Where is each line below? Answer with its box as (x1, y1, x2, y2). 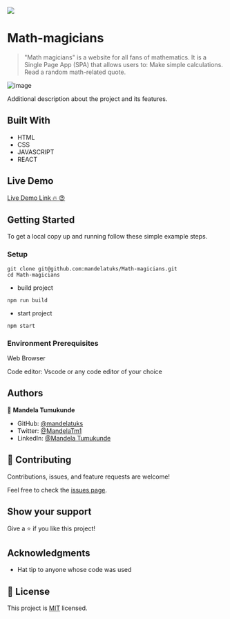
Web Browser (7, 353, 46, 362)
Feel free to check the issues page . (7, 486, 107, 494)
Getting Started (7, 214, 75, 225)
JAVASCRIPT (17, 147, 55, 156)
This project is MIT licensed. (7, 604, 88, 612)
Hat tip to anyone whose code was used (17, 566, 132, 574)
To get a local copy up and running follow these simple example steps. (7, 232, 208, 241)
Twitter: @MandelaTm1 (17, 426, 82, 435)
